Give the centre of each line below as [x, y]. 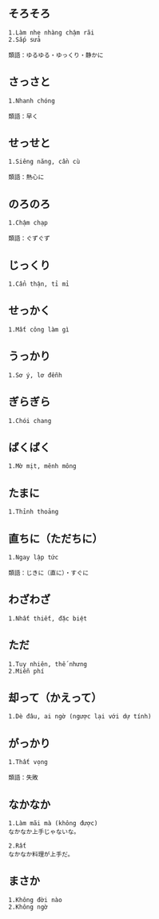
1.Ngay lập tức [34, 557]
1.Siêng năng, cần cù [44, 162]
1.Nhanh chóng [32, 101]
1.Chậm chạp [28, 223]
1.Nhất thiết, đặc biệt [48, 618]
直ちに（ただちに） [56, 538]
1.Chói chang [30, 421]
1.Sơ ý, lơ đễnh [35, 375]
